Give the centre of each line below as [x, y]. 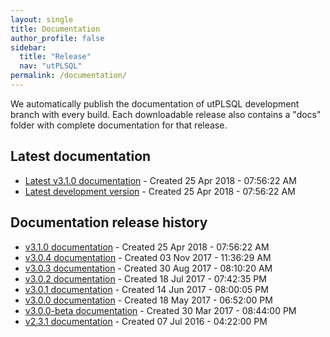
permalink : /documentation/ [69, 76]
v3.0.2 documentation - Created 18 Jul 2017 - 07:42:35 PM [145, 278]
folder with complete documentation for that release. [119, 125]
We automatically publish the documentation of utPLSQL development [155, 103]
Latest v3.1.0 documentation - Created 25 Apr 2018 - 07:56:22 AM [160, 180]
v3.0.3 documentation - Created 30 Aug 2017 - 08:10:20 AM [148, 268]
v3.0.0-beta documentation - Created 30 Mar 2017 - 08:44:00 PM [160, 310]
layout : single [42, 19]
